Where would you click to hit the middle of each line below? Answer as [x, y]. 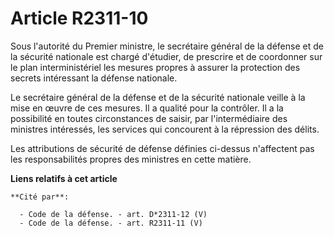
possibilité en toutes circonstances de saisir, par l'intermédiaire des [149, 118]
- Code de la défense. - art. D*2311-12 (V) [113, 214]
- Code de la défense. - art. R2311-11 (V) [111, 223]
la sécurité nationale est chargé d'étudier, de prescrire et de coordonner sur [166, 56]
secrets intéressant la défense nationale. [94, 78]
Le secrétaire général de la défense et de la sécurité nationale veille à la [158, 97]
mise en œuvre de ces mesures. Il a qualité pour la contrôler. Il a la [147, 108]
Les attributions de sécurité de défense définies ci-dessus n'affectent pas [162, 148]
